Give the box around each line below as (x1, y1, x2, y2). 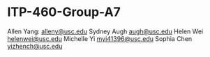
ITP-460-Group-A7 (7, 4, 121, 20)
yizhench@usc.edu (7, 42, 63, 50)
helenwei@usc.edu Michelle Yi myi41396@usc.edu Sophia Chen (7, 34, 193, 42)
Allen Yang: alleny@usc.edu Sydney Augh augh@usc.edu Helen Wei (7, 27, 204, 35)
